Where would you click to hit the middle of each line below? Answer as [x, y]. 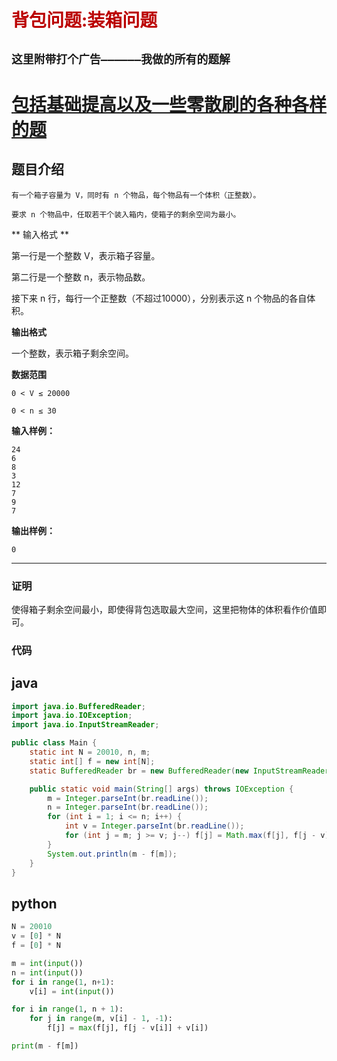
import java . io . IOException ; [72, 716]
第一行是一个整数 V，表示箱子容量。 [86, 255]
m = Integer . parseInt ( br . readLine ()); [128, 798]
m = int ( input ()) [47, 963]
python [34, 903]
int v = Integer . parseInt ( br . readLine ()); [154, 826]
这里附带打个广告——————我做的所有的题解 [121, 59]
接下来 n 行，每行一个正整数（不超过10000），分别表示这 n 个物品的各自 [159, 298]
